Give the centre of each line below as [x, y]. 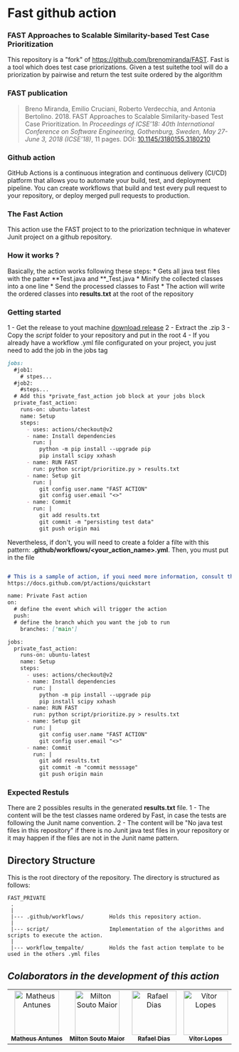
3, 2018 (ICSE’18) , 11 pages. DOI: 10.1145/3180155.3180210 [126, 139]
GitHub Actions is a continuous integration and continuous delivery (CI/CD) [117, 173]
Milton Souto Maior [97, 1039]
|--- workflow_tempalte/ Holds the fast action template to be [117, 948]
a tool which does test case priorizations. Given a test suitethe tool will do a [118, 67]
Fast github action [62, 13]
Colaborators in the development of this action [113, 976]
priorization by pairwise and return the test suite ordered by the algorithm [115, 75]
